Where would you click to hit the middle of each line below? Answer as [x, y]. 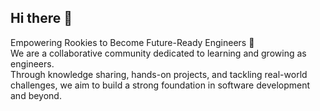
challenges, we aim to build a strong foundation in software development [160, 85]
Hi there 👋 [41, 18]
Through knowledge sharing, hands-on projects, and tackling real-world [159, 74]
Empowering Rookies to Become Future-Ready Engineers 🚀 [132, 42]
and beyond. [36, 95]
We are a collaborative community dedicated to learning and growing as [158, 53]
